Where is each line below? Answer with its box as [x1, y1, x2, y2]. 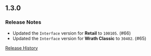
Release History [5, 45, 38, 51]
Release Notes [5, 19, 42, 26]
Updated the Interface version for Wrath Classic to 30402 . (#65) [12, 35, 146, 41]
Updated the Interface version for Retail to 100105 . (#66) [12, 30, 131, 36]
